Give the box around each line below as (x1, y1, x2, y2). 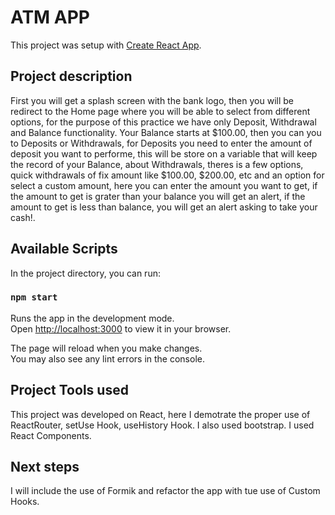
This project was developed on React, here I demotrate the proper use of (10, 408, 311, 420)
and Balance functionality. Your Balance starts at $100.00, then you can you (10, 126, 322, 138)
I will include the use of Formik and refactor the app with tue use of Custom (10, 485, 321, 497)
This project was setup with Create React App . (10, 39, 202, 51)
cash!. (10, 211, 36, 223)
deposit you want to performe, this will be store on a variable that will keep (10, 147, 318, 160)
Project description (10, 68, 133, 85)
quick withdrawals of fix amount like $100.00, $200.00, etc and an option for (10, 169, 325, 181)
